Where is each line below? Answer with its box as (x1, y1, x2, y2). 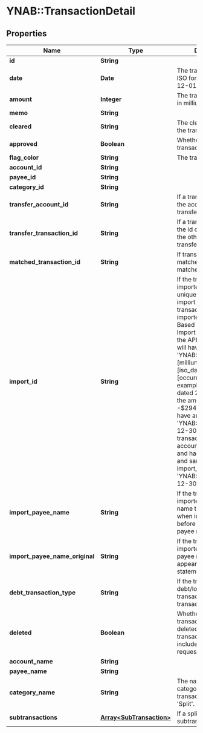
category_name (9, 688, 56, 697)
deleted (9, 628, 32, 637)
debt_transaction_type (9, 588, 76, 597)
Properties (6, 28, 47, 39)
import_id (9, 377, 37, 386)
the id (176, 225, 193, 234)
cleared (9, 122, 32, 131)
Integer (100, 95, 122, 104)
